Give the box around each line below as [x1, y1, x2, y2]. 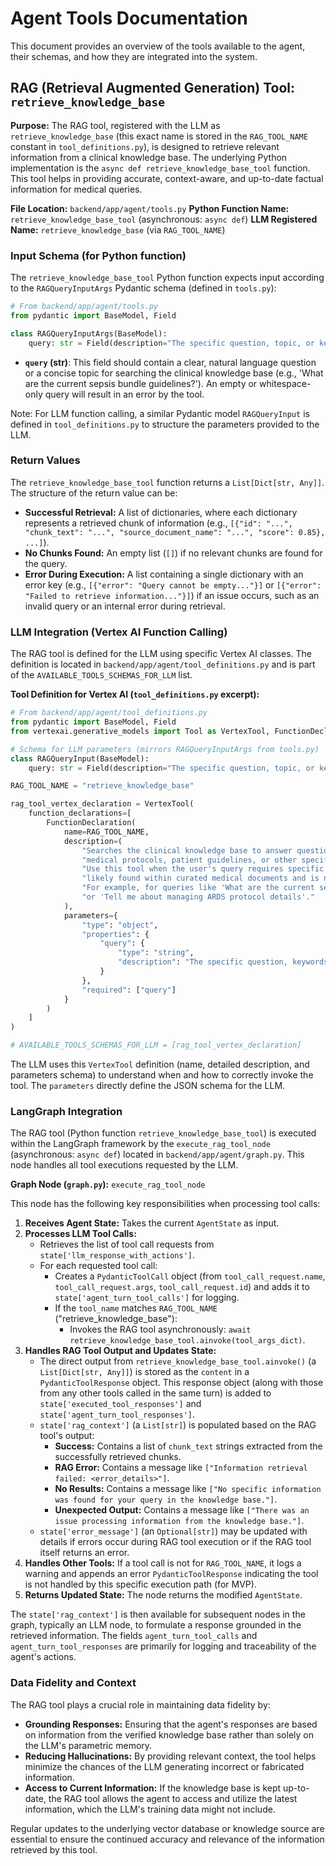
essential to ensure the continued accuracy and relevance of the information [10, 1833, 325, 1845]
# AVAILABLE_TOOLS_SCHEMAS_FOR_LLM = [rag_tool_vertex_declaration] [10, 1040, 302, 1051]
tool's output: [39, 1430, 95, 1442]
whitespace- [259, 377, 312, 389]
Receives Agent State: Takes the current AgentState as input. [24, 1217, 280, 1229]
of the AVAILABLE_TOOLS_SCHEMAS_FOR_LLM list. [10, 669, 193, 681]
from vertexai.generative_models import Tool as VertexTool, [10, 726, 271, 736]
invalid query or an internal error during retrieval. [24, 600, 226, 612]
